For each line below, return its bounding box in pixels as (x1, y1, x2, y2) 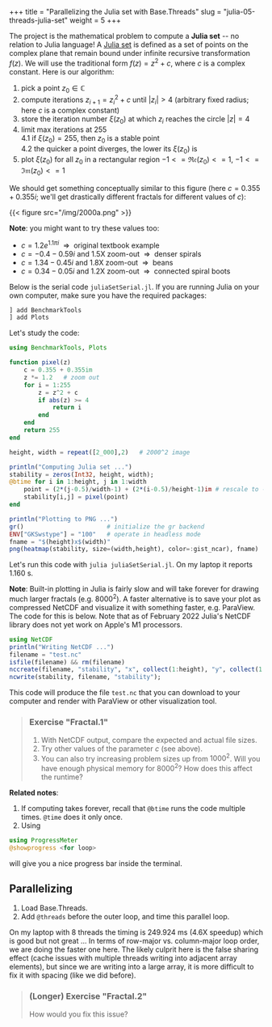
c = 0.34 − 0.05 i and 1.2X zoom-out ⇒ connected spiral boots (20, 266, 231, 276)
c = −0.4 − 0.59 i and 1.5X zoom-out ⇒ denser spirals (20, 248, 202, 258)
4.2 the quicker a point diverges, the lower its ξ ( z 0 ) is (20, 143, 198, 155)
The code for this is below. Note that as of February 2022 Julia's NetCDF (9, 611, 252, 621)
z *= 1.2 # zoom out (23, 373, 100, 381)
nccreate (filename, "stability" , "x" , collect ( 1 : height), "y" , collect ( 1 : (9, 665, 266, 674)
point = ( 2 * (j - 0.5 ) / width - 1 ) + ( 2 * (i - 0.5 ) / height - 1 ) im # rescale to (23, 486, 259, 494)
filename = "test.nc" (9, 651, 82, 659)
